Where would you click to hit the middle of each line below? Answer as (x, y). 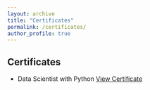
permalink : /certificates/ (47, 27)
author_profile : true (39, 33)
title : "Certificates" (40, 20)
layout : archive (31, 14)
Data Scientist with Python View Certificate (80, 79)
